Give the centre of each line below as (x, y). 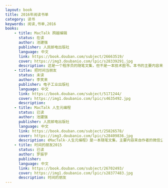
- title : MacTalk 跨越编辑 (41, 33)
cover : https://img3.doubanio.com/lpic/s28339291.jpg (76, 61)
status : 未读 (31, 75)
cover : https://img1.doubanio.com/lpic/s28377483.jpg (76, 173)
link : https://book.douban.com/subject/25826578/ (71, 131)
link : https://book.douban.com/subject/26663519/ (71, 56)
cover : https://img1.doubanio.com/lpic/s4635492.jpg (74, 98)
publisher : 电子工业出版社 (44, 84)
